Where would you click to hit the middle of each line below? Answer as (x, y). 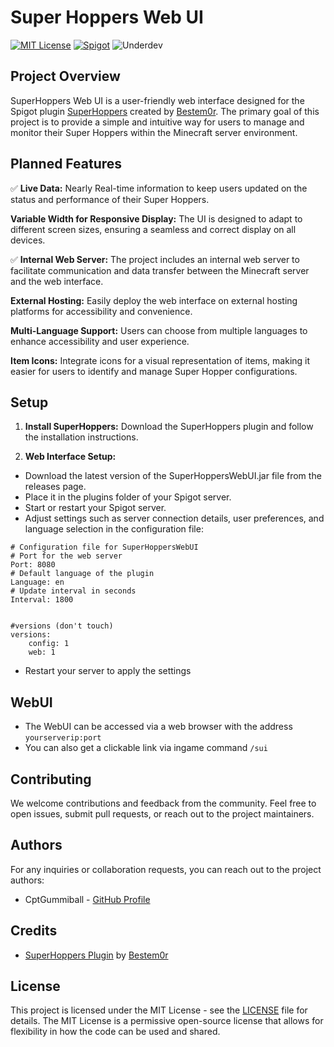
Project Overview (65, 76)
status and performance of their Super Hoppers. (110, 199)
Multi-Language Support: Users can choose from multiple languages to (159, 330)
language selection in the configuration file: (114, 529)
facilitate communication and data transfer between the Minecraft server (160, 270)
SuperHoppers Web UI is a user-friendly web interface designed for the (157, 100)
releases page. (55, 487)
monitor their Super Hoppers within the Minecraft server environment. (154, 132)
